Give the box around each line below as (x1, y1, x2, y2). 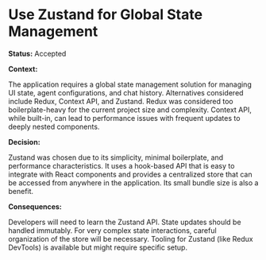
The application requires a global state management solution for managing (8, 80, 252, 89)
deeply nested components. (8, 122, 100, 131)
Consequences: (8, 201, 62, 211)
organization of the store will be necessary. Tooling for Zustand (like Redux (8, 234, 253, 243)
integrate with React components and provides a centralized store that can (8, 169, 253, 179)
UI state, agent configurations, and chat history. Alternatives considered (8, 87, 244, 97)
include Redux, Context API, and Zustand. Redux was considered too (8, 96, 233, 106)
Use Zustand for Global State (8, 6, 203, 24)
